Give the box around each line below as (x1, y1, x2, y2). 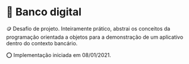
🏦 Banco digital (6, 5, 82, 19)
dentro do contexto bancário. (6, 39, 78, 46)
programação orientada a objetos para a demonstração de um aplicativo (6, 33, 184, 41)
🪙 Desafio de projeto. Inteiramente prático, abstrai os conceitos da (6, 25, 171, 32)
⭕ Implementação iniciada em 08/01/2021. (6, 51, 111, 58)
